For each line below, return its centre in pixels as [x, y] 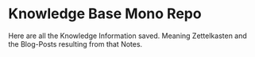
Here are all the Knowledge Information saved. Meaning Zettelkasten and [128, 36]
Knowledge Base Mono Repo [105, 14]
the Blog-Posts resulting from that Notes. [75, 44]
